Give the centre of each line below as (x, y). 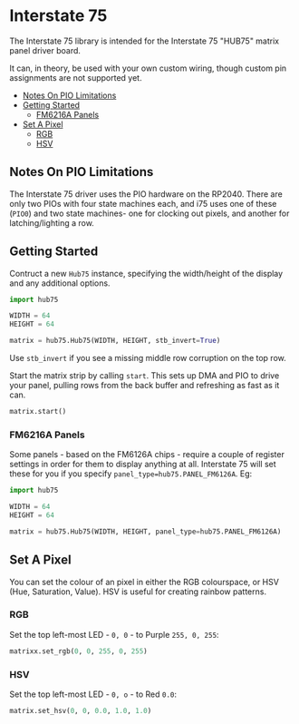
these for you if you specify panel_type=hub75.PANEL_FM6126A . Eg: (131, 474)
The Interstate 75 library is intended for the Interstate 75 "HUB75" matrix (144, 41)
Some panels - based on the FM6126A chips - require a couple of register (147, 455)
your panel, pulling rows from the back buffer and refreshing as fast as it (145, 386)
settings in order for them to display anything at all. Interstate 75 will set (143, 465)
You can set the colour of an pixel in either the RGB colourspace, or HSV (144, 582)
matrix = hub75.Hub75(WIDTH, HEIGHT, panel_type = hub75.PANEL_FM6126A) (145, 532)
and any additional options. (60, 283)
